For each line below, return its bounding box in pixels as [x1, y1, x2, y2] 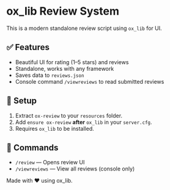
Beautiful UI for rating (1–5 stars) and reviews [15, 58, 129, 65]
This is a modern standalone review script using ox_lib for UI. [6, 24, 162, 32]
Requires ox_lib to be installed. [15, 125, 94, 132]
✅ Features [6, 42, 50, 53]
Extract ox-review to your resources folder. [15, 112, 123, 119]
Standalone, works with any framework [15, 65, 114, 72]
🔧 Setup [6, 96, 37, 106]
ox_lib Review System [6, 4, 119, 18]
